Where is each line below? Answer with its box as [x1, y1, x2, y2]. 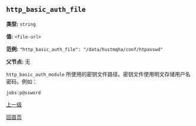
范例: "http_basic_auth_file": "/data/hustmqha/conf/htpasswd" [6, 45, 163, 53]
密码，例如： [6, 77, 37, 85]
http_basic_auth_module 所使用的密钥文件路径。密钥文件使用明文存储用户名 [6, 70, 191, 77]
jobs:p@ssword [6, 89, 41, 96]
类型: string [6, 20, 36, 27]
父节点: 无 [6, 58, 31, 65]
